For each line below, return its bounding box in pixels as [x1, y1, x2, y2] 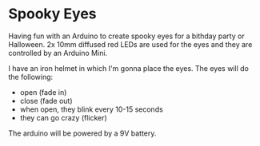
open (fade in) [19, 87, 67, 97]
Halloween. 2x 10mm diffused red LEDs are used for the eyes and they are [8, 39, 253, 49]
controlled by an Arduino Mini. [8, 48, 108, 57]
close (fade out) [19, 96, 74, 105]
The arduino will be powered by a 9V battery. [8, 128, 157, 138]
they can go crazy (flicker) [19, 112, 108, 122]
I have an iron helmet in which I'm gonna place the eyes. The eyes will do [8, 63, 250, 73]
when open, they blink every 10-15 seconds [19, 105, 164, 114]
